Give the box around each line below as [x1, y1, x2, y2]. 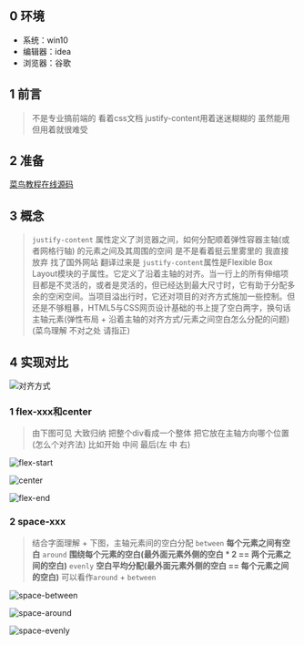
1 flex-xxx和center [9, 404, 93, 417]
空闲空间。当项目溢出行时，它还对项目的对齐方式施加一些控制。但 [47, 291, 296, 302]
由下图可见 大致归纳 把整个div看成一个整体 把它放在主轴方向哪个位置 [31, 427, 289, 439]
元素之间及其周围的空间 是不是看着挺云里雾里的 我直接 [85, 245, 289, 257]
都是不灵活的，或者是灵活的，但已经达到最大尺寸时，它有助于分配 [39, 280, 288, 291]
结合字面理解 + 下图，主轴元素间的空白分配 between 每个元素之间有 [31, 537, 282, 548]
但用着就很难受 [31, 124, 88, 135]
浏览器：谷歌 [22, 57, 71, 68]
